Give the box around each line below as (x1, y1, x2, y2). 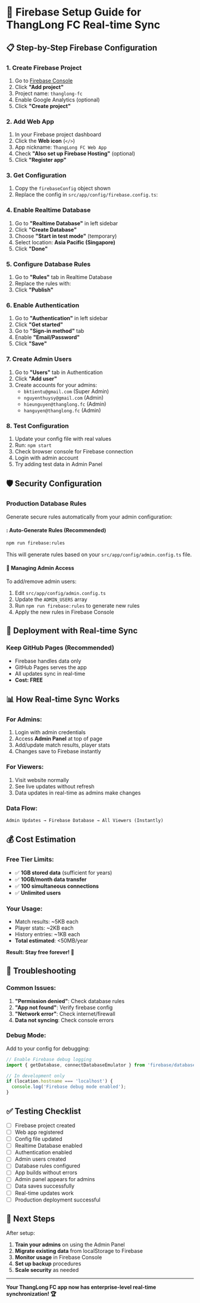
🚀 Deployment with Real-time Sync (6, 626, 138, 636)
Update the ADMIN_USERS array (14, 596, 87, 603)
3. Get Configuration (6, 171, 67, 180)
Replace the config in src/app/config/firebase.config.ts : (14, 191, 158, 198)
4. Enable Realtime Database (6, 206, 91, 214)
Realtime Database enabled (14, 1142, 83, 1149)
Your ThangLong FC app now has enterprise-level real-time (6, 1284, 157, 1291)
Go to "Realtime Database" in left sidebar (14, 219, 118, 226)
